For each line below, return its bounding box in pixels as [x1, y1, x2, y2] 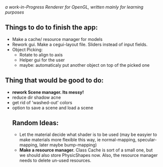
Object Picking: [12, 46, 43, 53]
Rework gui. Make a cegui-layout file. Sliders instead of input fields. [12, 41, 147, 47]
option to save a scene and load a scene [12, 105, 93, 111]
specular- [137, 137, 157, 143]
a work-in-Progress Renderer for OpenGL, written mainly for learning [5, 4, 144, 10]
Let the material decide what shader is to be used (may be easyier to [19, 131, 157, 138]
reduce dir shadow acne [12, 94, 61, 100]
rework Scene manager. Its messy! [12, 89, 84, 95]
